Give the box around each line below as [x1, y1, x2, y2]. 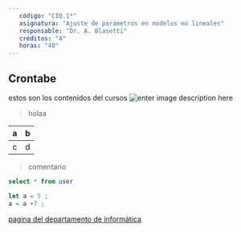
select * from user [8, 177, 74, 185]
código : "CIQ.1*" [18, 11, 78, 20]
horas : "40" [18, 42, 59, 50]
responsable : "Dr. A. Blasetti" [18, 27, 128, 35]
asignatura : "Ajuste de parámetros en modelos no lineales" [18, 19, 225, 27]
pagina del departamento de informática [8, 214, 142, 224]
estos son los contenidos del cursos [8, 93, 128, 102]
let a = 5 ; [8, 192, 48, 200]
